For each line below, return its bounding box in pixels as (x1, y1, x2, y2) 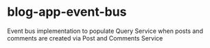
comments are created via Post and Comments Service (7, 34, 163, 42)
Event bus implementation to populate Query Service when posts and (7, 27, 204, 35)
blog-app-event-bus (7, 4, 127, 20)
